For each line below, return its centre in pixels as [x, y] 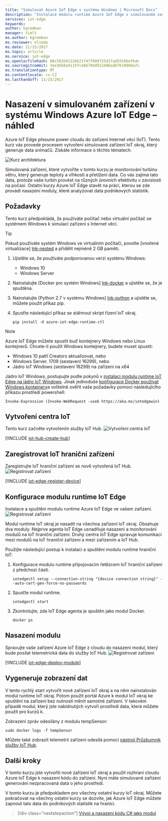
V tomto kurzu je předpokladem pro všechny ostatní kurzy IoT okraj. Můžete [83, 793]
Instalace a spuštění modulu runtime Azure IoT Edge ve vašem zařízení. [79, 508]
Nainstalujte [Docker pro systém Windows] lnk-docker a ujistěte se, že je [87, 282]
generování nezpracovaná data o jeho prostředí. [54, 783]
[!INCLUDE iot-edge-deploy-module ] [43, 662]
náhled [20, 125]
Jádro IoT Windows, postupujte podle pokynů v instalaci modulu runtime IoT [83, 376]
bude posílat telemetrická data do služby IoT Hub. [56, 652]
